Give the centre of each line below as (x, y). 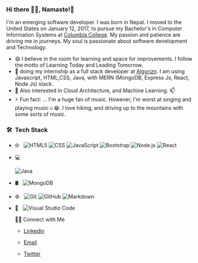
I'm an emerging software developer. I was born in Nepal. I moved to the (94, 22)
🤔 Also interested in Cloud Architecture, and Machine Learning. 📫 (95, 90)
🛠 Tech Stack (27, 130)
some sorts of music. (40, 114)
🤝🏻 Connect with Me (40, 219)
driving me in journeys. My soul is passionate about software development (97, 41)
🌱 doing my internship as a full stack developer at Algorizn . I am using (100, 72)
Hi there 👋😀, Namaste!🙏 (40, 9)
